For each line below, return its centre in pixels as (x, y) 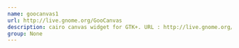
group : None (25, 34)
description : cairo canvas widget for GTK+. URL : (84, 27)
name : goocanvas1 (33, 14)
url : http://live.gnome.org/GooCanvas (65, 20)
